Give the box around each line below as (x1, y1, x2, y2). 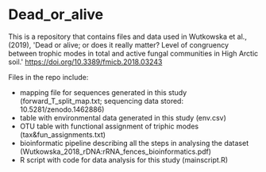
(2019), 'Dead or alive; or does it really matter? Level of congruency (8, 40, 229, 49)
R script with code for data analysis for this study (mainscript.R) (19, 155, 229, 164)
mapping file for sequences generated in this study (19, 87, 187, 97)
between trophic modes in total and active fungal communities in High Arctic (8, 48, 259, 58)
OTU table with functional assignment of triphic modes (19, 121, 199, 131)
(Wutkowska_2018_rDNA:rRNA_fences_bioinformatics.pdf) (19, 147, 212, 156)
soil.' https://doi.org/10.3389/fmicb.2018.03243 (8, 57, 163, 67)
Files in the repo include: (8, 72, 89, 82)
